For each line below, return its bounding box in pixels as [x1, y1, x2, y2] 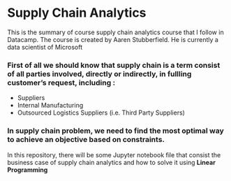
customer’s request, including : [7, 78, 116, 87]
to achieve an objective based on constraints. [7, 135, 165, 145]
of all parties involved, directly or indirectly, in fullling [7, 68, 192, 78]
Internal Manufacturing [17, 101, 84, 110]
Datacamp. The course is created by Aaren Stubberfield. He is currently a [7, 35, 218, 43]
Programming [7, 166, 48, 174]
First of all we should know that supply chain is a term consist [7, 60, 221, 70]
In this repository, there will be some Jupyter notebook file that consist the [7, 150, 221, 159]
